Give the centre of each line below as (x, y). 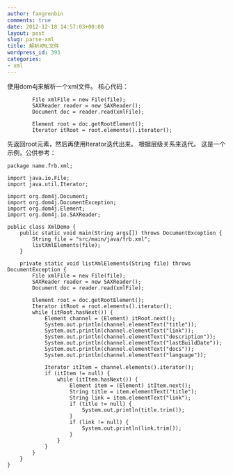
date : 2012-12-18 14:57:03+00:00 (56, 27)
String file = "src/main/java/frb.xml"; (91, 239)
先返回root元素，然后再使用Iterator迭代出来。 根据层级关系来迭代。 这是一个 (116, 144)
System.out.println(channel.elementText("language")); (126, 355)
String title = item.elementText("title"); (133, 391)
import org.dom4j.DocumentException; (62, 202)
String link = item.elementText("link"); (130, 398)
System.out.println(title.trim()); (134, 410)
